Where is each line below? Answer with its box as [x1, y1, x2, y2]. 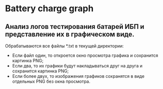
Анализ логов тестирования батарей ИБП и [5, 22, 144, 31]
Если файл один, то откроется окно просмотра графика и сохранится [12, 52, 158, 58]
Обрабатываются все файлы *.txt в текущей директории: [5, 43, 124, 49]
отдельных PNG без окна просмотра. [12, 79, 91, 84]
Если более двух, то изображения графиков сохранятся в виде [12, 73, 145, 79]
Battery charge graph [5, 3, 94, 14]
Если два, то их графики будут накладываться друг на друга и [12, 63, 143, 68]
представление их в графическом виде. [5, 30, 135, 38]
